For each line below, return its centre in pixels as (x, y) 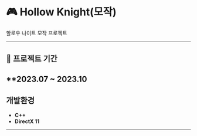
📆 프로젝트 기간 (32, 59)
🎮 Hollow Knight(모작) (61, 12)
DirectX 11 (27, 121)
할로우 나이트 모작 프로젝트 (37, 33)
